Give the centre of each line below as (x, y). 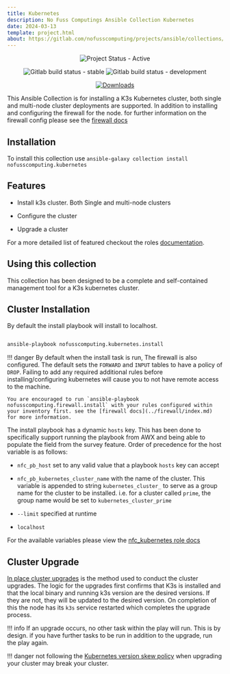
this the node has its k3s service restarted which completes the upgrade (109, 607)
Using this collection (52, 264)
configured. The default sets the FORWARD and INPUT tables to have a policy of (115, 365)
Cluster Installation (49, 309)
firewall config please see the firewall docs (67, 120)
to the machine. (29, 387)
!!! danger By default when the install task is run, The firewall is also (102, 358)
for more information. (39, 417)
